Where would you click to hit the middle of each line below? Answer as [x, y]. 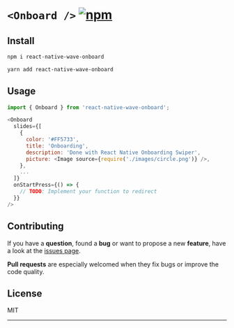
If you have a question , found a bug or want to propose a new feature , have [117, 243]
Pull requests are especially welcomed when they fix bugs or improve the [113, 264]
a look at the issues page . [44, 250]
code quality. [26, 271]
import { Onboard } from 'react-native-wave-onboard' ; [88, 107]
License [25, 293]
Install [21, 41]
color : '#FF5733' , [52, 140]
